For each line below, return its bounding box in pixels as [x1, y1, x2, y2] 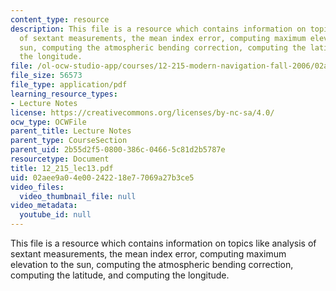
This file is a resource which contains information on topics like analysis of [10, 237, 317, 249]
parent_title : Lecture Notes [10, 126, 132, 136]
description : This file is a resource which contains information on [10, 24, 307, 34]
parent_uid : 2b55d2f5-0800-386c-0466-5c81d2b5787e [10, 145, 226, 155]
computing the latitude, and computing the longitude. [10, 269, 230, 281]
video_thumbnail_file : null [19, 191, 137, 201]
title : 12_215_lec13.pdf [10, 163, 114, 173]
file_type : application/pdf [10, 80, 128, 90]
